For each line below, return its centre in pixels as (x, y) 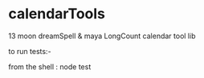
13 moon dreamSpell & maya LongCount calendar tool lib (102, 36)
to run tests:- (30, 51)
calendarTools (57, 14)
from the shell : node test (50, 66)
